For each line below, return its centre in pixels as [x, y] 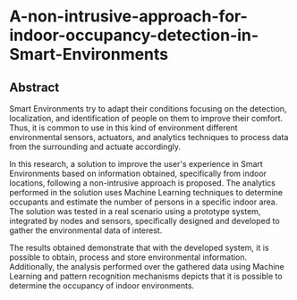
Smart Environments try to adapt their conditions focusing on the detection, [148, 108]
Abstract [34, 87]
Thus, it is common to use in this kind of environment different [124, 128]
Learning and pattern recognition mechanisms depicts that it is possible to [146, 276]
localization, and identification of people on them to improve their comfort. [146, 118]
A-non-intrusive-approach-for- [128, 17]
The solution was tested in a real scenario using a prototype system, [135, 211]
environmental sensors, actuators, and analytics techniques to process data [149, 137]
